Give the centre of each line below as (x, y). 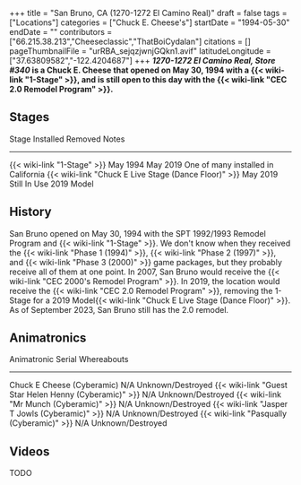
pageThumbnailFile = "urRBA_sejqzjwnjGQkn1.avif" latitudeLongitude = (140, 51)
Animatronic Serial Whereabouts (69, 359)
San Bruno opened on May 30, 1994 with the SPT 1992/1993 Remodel (138, 233)
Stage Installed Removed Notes (67, 139)
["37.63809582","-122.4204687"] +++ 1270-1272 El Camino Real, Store (142, 61)
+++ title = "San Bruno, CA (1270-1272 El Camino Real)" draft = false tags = (148, 13)
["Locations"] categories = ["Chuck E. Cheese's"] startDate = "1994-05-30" (150, 22)
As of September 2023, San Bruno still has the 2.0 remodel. (119, 309)
